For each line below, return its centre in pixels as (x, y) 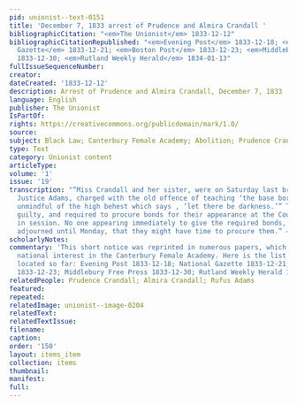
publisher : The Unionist (55, 108)
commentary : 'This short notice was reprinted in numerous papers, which (148, 248)
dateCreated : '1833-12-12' (59, 83)
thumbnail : (29, 371)
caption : (25, 338)
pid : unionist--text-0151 (57, 17)
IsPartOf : (27, 116)
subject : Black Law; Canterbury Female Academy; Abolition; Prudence (140, 141)
